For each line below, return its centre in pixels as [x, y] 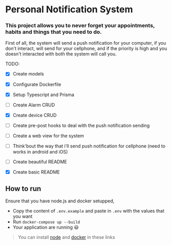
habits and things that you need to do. [54, 32]
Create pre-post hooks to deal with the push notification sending [81, 125]
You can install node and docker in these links [66, 237]
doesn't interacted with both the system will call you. [61, 54]
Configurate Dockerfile [37, 84]
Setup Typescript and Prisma [43, 95]
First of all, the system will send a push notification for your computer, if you [86, 43]
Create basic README [36, 172]
